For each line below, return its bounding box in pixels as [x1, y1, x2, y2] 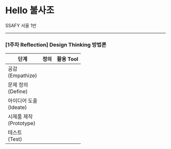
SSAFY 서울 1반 [5, 22, 37, 28]
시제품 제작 [8, 113, 33, 120]
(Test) [8, 136, 22, 143]
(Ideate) [8, 104, 27, 111]
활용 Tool [56, 55, 79, 63]
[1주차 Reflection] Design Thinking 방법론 [5, 41, 107, 48]
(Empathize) [8, 72, 37, 79]
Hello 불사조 [5, 5, 54, 16]
